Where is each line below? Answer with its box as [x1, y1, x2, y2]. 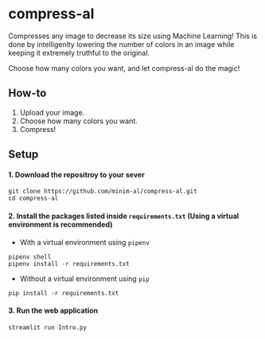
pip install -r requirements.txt [8, 289, 119, 297]
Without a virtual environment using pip [19, 274, 150, 283]
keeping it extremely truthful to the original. [8, 48, 150, 57]
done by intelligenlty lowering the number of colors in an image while [8, 39, 235, 49]
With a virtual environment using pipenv [19, 237, 150, 247]
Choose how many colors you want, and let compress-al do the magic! [8, 63, 240, 72]
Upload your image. [19, 107, 85, 117]
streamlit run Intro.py [8, 323, 88, 331]
